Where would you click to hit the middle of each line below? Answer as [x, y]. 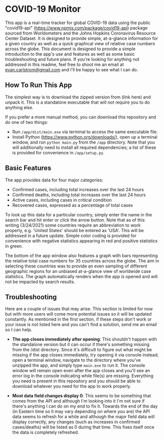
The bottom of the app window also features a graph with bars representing [82, 255]
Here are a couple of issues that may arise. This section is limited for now [79, 309]
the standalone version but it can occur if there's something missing [81, 345]
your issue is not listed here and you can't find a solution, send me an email [81, 324]
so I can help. [19, 330]
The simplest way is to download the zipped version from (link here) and [78, 97]
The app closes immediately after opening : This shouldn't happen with [84, 339]
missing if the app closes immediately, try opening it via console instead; [85, 355]
